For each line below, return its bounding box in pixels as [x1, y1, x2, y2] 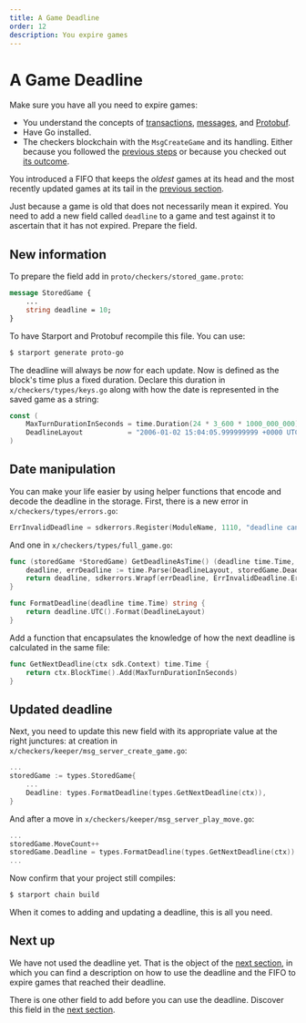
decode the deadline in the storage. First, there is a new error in [9, 496, 249, 506]
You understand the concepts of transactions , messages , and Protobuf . [22, 118, 291, 128]
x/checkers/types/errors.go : [9, 505, 118, 516]
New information [9, 247, 107, 262]
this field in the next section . [9, 1004, 116, 1015]
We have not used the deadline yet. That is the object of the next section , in [9, 957, 293, 968]
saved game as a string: [9, 394, 99, 404]
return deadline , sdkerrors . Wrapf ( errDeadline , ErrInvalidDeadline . [25, 574, 291, 583]
